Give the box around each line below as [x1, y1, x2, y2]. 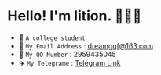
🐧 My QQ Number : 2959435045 [18, 49, 117, 59]
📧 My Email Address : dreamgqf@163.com [18, 41, 154, 50]
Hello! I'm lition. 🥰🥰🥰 [7, 7, 142, 25]
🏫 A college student [18, 33, 86, 42]
